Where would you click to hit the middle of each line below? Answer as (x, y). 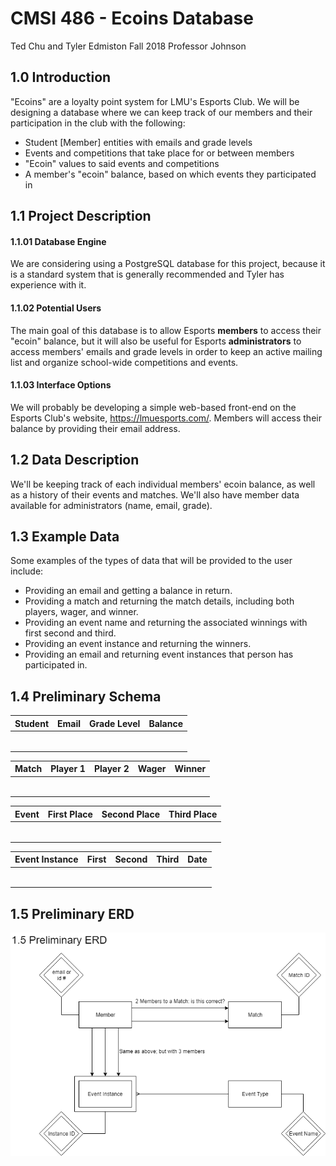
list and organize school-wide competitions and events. (124, 362)
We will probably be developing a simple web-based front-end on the (153, 407)
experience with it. (48, 285)
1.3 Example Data (65, 536)
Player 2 (111, 769)
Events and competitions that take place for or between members (159, 153)
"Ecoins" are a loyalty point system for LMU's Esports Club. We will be (155, 101)
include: (27, 571)
